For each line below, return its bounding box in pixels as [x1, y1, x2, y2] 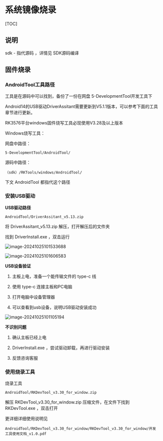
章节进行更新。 [5, 110, 35, 116]
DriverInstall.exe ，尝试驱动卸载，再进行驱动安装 [12, 345, 110, 351]
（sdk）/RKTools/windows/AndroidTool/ [5, 170, 82, 175]
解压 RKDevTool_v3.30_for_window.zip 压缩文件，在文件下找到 [5, 399, 130, 405]
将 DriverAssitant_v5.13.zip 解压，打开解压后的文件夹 [5, 223, 110, 229]
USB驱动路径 [5, 205, 31, 211]
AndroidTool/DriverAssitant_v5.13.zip [5, 214, 84, 219]
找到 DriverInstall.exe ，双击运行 [5, 234, 70, 240]
